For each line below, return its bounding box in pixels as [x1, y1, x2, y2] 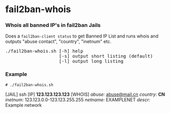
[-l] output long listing [59, 58, 124, 64]
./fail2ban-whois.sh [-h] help [5, 48, 83, 54]
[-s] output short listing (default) [59, 53, 153, 59]
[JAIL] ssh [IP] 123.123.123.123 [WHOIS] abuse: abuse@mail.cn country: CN [5, 91, 165, 97]
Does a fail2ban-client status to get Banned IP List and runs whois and [5, 33, 159, 39]
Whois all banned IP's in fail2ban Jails [5, 22, 101, 29]
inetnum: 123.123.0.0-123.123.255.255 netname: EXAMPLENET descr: [5, 96, 151, 102]
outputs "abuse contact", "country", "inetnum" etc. [5, 39, 112, 45]
